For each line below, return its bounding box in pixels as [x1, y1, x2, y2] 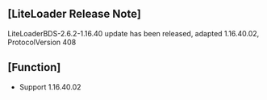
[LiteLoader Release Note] [7, 7, 142, 21]
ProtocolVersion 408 [7, 37, 77, 47]
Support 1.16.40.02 [19, 81, 81, 92]
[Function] [7, 60, 61, 74]
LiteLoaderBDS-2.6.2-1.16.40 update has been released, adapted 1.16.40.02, [7, 28, 260, 38]
